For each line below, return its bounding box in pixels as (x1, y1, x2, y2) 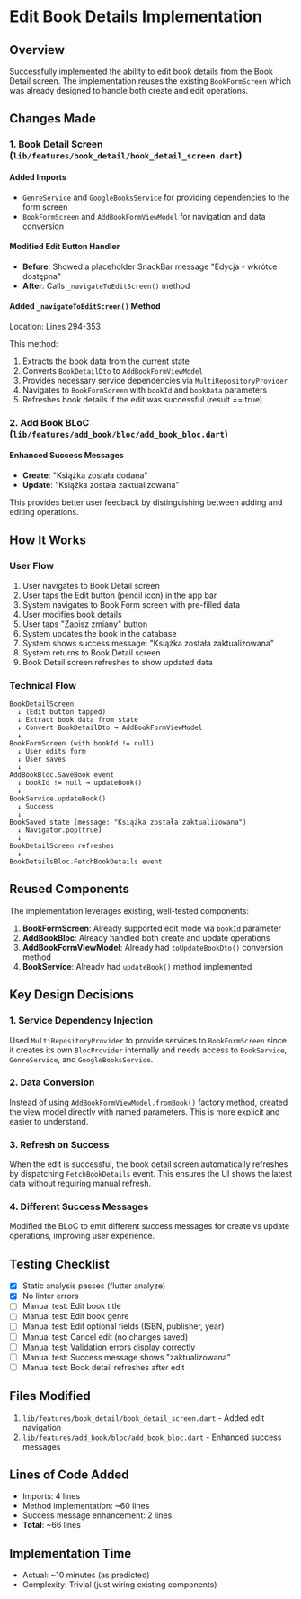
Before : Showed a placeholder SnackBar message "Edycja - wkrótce (22, 261, 278, 272)
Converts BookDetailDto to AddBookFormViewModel (22, 365, 204, 375)
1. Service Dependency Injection (9, 1015, 154, 1027)
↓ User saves (17, 754, 66, 764)
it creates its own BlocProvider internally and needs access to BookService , (9, 1044, 288, 1055)
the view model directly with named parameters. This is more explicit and (9, 1106, 280, 1117)
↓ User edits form (17, 747, 87, 756)
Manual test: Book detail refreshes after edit (22, 1361, 185, 1372)
